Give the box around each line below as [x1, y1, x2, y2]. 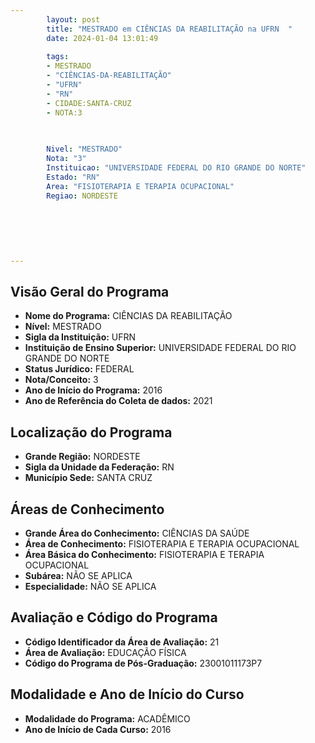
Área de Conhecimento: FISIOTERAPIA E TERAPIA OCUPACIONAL [24, 538, 300, 550]
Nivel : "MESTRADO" [46, 144, 123, 155]
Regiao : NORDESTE [46, 191, 118, 201]
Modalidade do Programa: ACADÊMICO [24, 712, 191, 725]
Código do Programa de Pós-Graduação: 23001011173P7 [24, 657, 263, 669]
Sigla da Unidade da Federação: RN [24, 461, 175, 473]
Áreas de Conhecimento [10, 501, 165, 518]
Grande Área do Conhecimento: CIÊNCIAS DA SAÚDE [24, 527, 250, 540]
